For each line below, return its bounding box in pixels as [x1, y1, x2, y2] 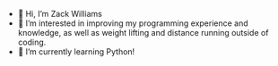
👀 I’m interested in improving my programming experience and [17, 18, 248, 29]
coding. [17, 37, 47, 47]
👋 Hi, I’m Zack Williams [17, 9, 103, 19]
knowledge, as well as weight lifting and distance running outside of [17, 28, 269, 37]
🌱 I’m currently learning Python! [17, 46, 135, 57]
